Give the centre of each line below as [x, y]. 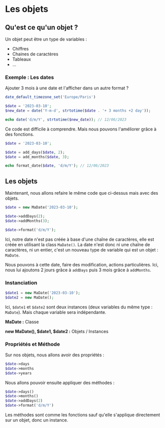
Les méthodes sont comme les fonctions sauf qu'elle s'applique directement [82, 415]
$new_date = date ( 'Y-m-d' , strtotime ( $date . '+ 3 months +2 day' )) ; [78, 111]
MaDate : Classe [22, 322]
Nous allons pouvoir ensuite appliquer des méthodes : [60, 383]
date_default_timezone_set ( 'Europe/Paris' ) [50, 97]
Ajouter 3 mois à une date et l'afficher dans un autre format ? [67, 88]
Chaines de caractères [35, 54]
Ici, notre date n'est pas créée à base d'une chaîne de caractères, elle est [80, 239]
